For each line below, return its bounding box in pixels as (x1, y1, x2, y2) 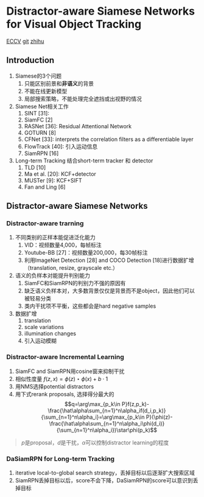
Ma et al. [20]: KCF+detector (24, 170, 96, 178)
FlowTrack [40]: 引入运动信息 (24, 142, 98, 150)
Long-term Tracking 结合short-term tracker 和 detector (15, 157, 153, 164)
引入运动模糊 (24, 337, 57, 344)
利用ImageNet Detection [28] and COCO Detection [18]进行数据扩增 (24, 256, 194, 264)
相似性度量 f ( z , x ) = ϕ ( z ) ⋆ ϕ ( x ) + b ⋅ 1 (15, 375, 108, 382)
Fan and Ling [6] (24, 183, 66, 190)
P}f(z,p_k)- (121, 400, 149, 407)
